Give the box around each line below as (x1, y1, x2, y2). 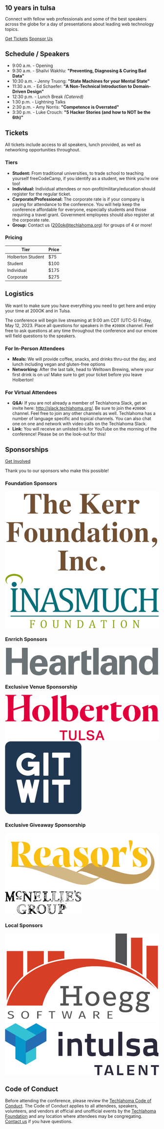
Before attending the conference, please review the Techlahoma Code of (5, 1098, 152, 1104)
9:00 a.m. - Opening (12, 62, 53, 69)
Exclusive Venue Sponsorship (5, 683, 78, 690)
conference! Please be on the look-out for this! (12, 431, 106, 437)
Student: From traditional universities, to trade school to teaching (12, 170, 144, 176)
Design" (26, 89, 44, 95)
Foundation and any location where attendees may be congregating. (5, 1113, 143, 1119)
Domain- (132, 83, 151, 89)
